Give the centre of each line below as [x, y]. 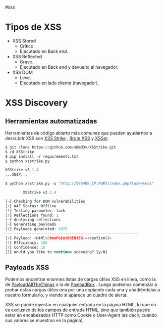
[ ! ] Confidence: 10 [25, 247]
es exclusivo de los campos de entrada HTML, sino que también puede [78, 310]
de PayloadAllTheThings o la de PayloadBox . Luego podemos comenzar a [81, 284]
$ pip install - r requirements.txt [42, 156]
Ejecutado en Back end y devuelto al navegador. [69, 67]
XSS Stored [24, 41]
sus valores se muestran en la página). [45, 321]
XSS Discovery [36, 103]
